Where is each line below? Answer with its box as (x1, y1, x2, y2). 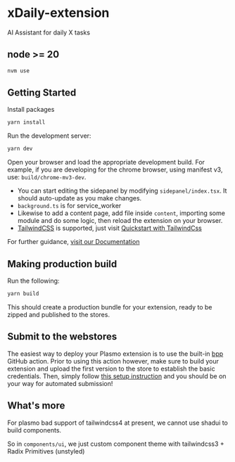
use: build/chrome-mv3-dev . (7, 173, 87, 181)
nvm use (7, 67, 30, 75)
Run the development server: (7, 131, 91, 140)
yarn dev (7, 146, 33, 153)
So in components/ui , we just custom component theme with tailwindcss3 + (7, 439, 225, 448)
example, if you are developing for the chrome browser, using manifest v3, (7, 165, 223, 174)
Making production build (7, 258, 118, 270)
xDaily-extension (7, 5, 110, 21)
